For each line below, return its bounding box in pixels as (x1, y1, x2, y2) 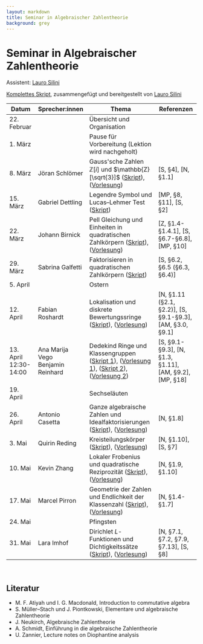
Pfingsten (89, 518, 117, 526)
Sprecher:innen (38, 105, 83, 114)
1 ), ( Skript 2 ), (89, 364, 128, 373)
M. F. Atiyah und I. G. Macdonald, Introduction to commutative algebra (14, 599, 190, 607)
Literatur (6, 583, 40, 593)
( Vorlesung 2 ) (89, 372, 129, 381)
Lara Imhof (37, 539, 69, 547)
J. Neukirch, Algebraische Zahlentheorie (14, 619, 116, 626)
